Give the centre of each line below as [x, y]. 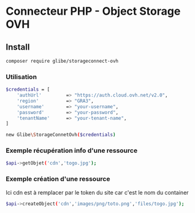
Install [18, 47]
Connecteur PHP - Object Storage [93, 11]
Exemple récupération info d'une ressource [72, 150]
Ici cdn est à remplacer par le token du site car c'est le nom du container [97, 192]
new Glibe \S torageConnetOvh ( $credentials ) [61, 135]
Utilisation [21, 77]
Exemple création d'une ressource [58, 179]
